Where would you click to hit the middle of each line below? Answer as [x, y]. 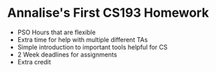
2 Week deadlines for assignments [67, 55]
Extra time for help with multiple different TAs [82, 39]
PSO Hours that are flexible [56, 32]
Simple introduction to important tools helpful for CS [92, 47]
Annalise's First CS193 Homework [108, 13]
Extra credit [34, 62]
